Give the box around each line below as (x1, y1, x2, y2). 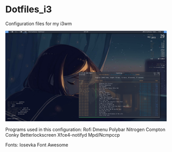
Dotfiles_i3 (5, 4, 52, 15)
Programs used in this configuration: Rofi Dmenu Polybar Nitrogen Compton (5, 126, 165, 133)
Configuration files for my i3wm (5, 20, 72, 27)
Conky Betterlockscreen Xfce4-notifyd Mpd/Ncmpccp (5, 132, 120, 138)
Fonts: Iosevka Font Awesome (5, 142, 69, 148)
